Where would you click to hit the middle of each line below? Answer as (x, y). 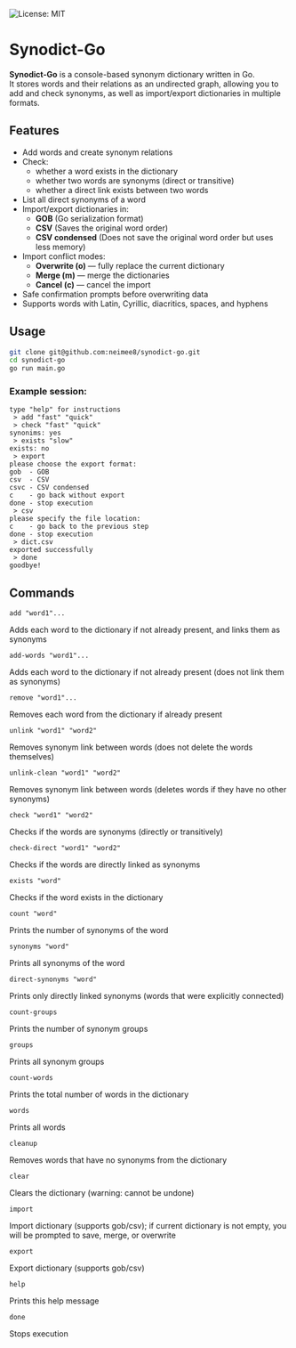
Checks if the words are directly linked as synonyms (105, 865)
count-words (31, 1078)
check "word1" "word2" (51, 816)
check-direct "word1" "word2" (65, 849)
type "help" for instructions (65, 410)
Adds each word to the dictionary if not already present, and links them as (145, 630)
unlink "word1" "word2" (53, 731)
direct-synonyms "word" (53, 979)
